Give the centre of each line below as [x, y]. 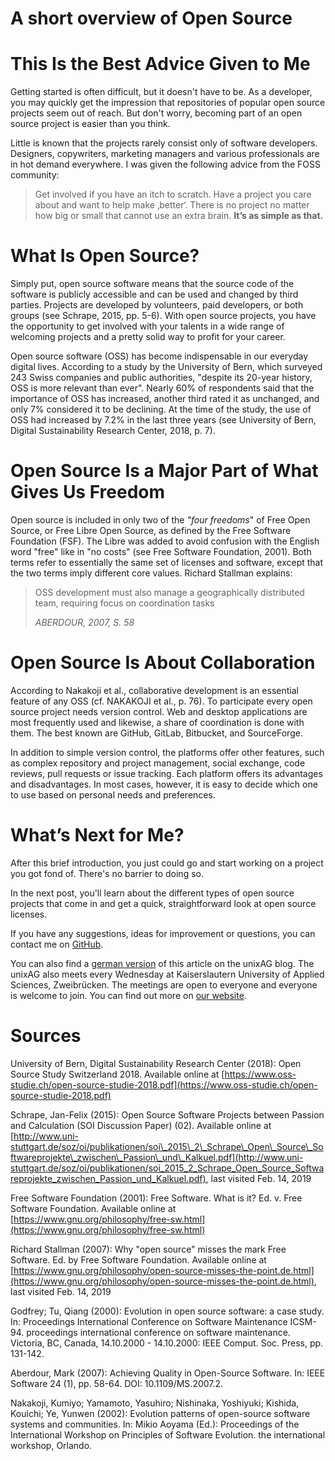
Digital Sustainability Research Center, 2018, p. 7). [113, 431]
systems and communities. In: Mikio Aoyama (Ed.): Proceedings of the [155, 1424]
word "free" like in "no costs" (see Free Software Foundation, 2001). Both [161, 551]
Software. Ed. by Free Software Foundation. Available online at [138, 1259]
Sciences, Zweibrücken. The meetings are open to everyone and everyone [164, 984]
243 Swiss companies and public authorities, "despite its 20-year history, [161, 378]
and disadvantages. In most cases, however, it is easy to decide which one [164, 784]
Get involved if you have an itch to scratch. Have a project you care [173, 194]
